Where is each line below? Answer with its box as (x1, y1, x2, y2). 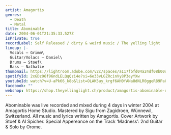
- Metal (10, 21, 26, 27)
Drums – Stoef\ (10, 60, 42, 65)
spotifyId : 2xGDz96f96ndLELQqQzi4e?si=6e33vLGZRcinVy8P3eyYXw (5, 74, 140, 79)
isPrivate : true (5, 36, 40, 41)
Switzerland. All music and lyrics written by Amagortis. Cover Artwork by (5, 113, 158, 119)
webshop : (5, 88, 24, 93)
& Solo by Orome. (5, 123, 42, 130)
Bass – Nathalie (10, 64, 44, 69)
